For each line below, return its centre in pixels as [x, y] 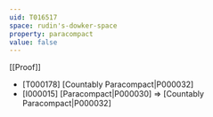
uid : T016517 [33, 17]
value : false [33, 42]
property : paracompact [51, 34]
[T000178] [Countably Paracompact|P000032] [108, 84]
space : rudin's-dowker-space [63, 26]
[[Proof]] [25, 67]
